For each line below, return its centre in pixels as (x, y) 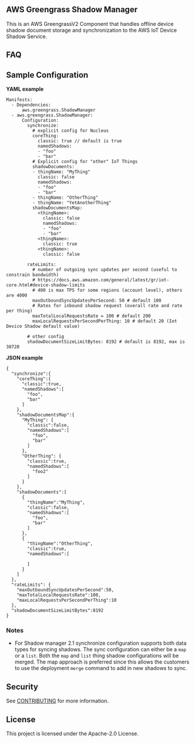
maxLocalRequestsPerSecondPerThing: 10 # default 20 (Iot (105, 321)
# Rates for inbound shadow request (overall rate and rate (107, 306)
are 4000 (17, 296)
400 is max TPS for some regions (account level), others (110, 291)
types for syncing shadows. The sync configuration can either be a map (100, 649)
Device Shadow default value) (43, 326)
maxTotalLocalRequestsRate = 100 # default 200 (91, 316)
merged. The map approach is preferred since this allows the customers (102, 662)
